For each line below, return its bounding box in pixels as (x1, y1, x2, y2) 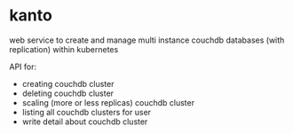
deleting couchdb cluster (21, 88, 114, 99)
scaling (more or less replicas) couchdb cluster (21, 97, 195, 107)
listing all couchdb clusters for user (21, 106, 152, 117)
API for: (9, 61, 37, 72)
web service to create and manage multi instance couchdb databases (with (9, 35, 285, 45)
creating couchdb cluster (21, 78, 115, 89)
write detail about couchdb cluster (21, 116, 148, 127)
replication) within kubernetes (9, 43, 119, 54)
